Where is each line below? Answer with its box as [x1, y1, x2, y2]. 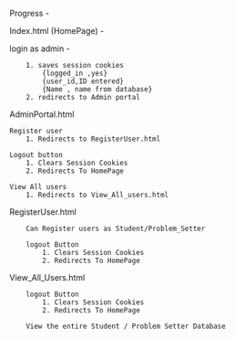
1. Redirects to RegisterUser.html [26, 134, 161, 143]
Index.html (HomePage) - [9, 26, 105, 36]
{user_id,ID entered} [42, 77, 125, 86]
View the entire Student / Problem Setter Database [26, 322, 226, 331]
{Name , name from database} [42, 85, 153, 94]
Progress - [9, 8, 50, 18]
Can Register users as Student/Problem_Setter [26, 224, 206, 233]
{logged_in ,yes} [42, 69, 107, 78]
